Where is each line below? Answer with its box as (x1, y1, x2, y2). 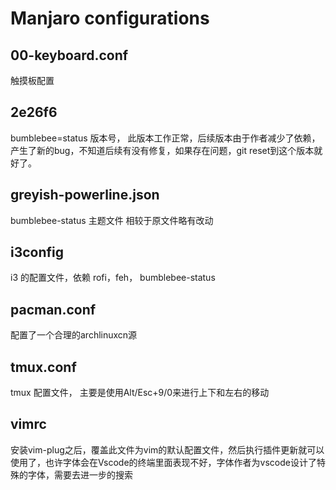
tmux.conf (10, 358, 77, 376)
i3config (10, 244, 65, 261)
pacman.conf (10, 301, 97, 318)
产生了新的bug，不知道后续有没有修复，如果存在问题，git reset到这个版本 (10, 144, 315, 156)
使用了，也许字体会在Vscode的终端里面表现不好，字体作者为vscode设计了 (10, 456, 317, 468)
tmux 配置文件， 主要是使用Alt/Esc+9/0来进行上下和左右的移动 (10, 387, 270, 399)
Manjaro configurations (10, 7, 210, 30)
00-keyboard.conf (10, 47, 129, 64)
